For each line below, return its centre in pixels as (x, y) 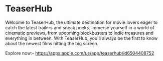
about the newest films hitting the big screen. (52, 43)
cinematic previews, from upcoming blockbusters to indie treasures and (79, 33)
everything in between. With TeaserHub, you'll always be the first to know (81, 38)
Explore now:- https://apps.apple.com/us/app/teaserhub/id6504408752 (80, 53)
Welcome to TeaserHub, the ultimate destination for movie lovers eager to (81, 22)
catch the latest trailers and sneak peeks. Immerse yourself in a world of (80, 27)
